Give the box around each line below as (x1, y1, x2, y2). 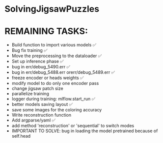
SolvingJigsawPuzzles (4, 3, 99, 15)
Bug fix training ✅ (11, 47, 48, 53)
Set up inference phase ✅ (11, 59, 64, 64)
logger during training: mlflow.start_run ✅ (11, 96, 96, 102)
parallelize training (11, 91, 50, 97)
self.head (11, 133, 31, 139)
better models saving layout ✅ (11, 102, 73, 107)
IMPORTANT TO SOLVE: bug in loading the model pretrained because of (11, 128, 158, 134)
